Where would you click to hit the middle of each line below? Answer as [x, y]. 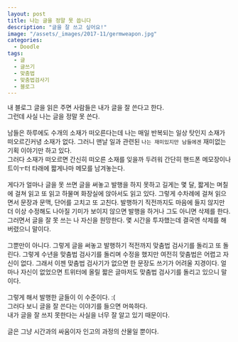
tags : [15, 54]
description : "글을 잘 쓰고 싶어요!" [57, 27]
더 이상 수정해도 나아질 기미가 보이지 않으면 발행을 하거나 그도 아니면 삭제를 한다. [119, 211]
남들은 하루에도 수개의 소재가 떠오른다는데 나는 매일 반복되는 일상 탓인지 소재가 [117, 133]
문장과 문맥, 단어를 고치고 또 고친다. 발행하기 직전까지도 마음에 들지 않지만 [123, 202]
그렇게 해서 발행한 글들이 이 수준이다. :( [61, 297]
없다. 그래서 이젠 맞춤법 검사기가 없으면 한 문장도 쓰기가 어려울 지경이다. [120, 263]
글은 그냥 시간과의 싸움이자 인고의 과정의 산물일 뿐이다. [83, 331]
